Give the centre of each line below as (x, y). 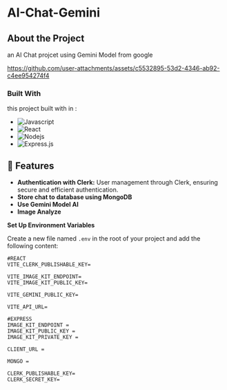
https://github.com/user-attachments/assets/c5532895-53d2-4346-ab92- (113, 68)
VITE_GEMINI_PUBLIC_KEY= (43, 295)
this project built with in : (42, 109)
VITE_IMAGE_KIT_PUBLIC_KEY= (48, 283)
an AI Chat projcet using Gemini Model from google (80, 55)
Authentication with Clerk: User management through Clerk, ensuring (118, 183)
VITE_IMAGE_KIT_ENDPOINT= (44, 277)
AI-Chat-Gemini (54, 13)
